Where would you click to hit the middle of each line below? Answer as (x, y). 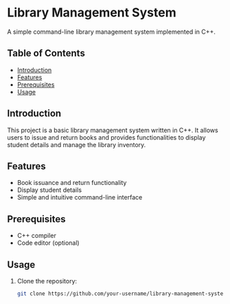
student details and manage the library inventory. (77, 144)
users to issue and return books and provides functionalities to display (106, 137)
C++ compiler (36, 236)
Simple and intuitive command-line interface (80, 197)
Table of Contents (46, 53)
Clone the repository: (47, 281)
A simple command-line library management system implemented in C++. (112, 32)
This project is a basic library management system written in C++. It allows (113, 130)
